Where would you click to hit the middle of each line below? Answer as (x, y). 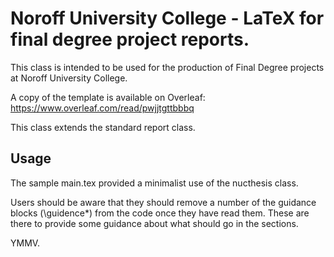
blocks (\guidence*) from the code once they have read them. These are (160, 213)
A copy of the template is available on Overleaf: (108, 97)
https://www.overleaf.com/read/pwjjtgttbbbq (102, 108)
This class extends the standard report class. (103, 127)
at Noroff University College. (69, 78)
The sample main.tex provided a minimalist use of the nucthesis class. (154, 183)
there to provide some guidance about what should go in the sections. (154, 223)
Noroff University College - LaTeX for (167, 18)
